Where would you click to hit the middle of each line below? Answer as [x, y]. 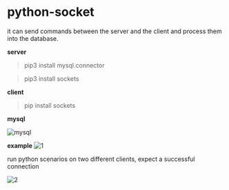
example [20, 145]
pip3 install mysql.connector [64, 65]
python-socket [51, 12]
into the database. [33, 38]
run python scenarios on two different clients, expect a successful [101, 159]
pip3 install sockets [51, 78]
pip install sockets [50, 105]
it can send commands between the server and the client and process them [114, 31]
